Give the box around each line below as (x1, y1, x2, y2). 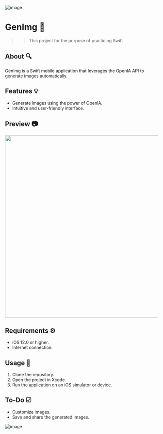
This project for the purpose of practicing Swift (29, 37, 123, 43)
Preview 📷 (5, 120, 38, 128)
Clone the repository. (12, 372, 54, 377)
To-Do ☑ (5, 396, 32, 404)
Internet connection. (12, 344, 53, 350)
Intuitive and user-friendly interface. (12, 105, 84, 111)
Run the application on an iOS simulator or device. (12, 382, 113, 388)
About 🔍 (5, 53, 32, 61)
